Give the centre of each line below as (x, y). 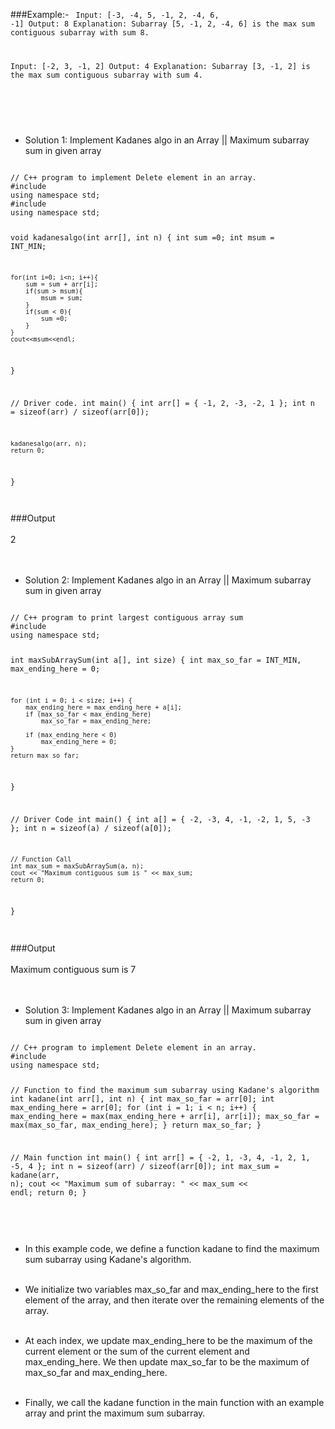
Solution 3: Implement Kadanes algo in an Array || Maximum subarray (168, 1010)
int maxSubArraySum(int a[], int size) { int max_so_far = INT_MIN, (156, 660)
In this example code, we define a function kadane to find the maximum (172, 1248)
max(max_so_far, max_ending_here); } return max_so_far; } (136, 1125)
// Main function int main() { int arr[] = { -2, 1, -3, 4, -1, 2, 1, (160, 1157)
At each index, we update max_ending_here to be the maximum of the (168, 1340)
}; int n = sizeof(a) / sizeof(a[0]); (91, 828)
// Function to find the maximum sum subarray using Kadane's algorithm (165, 1090)
